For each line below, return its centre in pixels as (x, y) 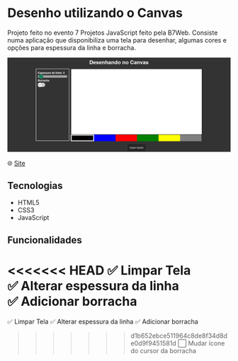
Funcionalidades (45, 240)
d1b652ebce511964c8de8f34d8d (179, 336)
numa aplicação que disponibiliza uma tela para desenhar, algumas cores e (117, 40)
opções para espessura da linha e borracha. (72, 47)
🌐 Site (17, 163)
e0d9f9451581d (153, 343)
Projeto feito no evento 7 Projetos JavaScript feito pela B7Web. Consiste (113, 33)
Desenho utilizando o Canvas (95, 13)
